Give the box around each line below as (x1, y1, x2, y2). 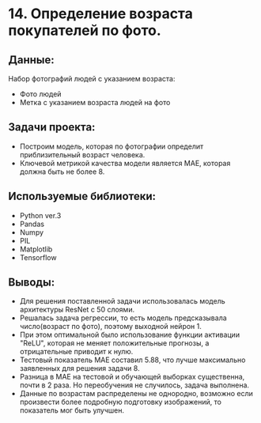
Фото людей (19, 89, 62, 99)
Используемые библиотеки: (8, 190, 157, 203)
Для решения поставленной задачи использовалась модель (19, 296, 225, 306)
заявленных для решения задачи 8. (19, 364, 140, 373)
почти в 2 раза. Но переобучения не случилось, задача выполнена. (19, 380, 250, 390)
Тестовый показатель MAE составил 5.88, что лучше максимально (19, 355, 246, 364)
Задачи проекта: (8, 120, 96, 134)
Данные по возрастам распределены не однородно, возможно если (19, 389, 253, 398)
